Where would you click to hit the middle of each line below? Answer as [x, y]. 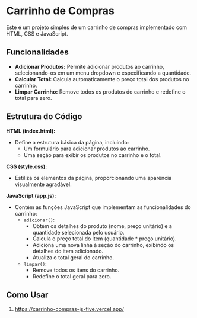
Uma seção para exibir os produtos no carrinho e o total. [93, 155]
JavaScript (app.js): [31, 195]
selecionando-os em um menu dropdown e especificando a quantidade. [103, 73]
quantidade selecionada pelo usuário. [78, 232]
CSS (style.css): [27, 166]
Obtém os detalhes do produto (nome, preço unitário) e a [102, 226]
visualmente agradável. [43, 184]
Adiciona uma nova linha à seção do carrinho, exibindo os [103, 245]
